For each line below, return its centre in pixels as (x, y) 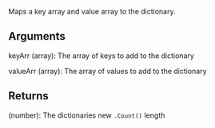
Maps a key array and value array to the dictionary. (92, 12)
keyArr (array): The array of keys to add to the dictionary (101, 56)
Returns (29, 96)
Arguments (37, 36)
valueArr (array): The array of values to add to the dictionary (107, 71)
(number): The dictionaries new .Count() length (87, 115)
